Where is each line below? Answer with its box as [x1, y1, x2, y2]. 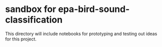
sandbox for [5, 3, 56, 15]
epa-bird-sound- [58, 3, 130, 15]
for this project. [5, 36, 37, 42]
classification [5, 14, 63, 25]
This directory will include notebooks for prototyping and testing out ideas [5, 30, 158, 36]
